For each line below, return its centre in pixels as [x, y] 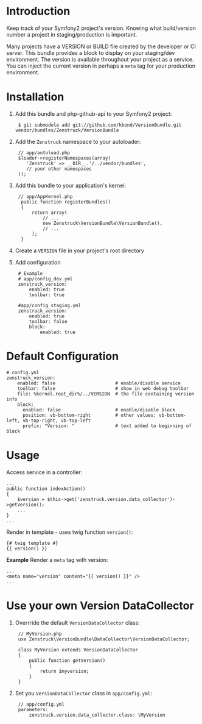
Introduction [38, 11]
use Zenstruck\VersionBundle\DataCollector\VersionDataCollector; [104, 639]
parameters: [33, 709]
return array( [49, 212]
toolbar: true [47, 295]
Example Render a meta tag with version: [57, 559]
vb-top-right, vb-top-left [57, 421]
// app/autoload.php [44, 153]
